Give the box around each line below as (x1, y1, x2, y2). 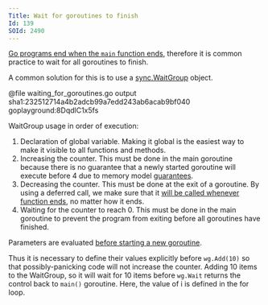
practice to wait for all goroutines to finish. (8, 57, 149, 67)
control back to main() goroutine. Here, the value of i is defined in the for (8, 279, 249, 289)
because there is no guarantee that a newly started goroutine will (19, 163, 236, 172)
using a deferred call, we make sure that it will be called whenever (19, 188, 240, 198)
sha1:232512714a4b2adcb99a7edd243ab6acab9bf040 (8, 97, 191, 107)
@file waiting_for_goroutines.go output (8, 89, 137, 98)
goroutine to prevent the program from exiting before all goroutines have (19, 214, 261, 224)
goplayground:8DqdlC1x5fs (8, 105, 99, 115)
